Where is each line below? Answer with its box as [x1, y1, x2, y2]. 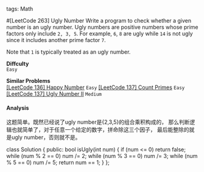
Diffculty [6, 60, 29, 67]
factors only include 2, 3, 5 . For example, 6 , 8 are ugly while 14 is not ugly [6, 30, 193, 37]
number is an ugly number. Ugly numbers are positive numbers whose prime [6, 24, 199, 30]
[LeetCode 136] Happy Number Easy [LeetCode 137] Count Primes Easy [6, 84, 185, 91]
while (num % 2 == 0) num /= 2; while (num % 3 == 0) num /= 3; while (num [6, 152, 198, 160]
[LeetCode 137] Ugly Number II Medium [6, 90, 102, 97]
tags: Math [6, 5, 33, 12]
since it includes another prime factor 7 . [6, 37, 107, 43]
